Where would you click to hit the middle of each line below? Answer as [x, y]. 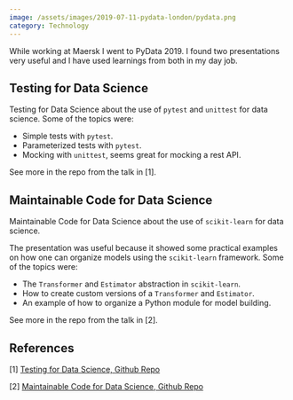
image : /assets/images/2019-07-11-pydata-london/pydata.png [123, 17]
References [42, 348]
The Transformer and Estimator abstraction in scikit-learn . [131, 284]
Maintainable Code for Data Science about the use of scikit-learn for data [146, 222]
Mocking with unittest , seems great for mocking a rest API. [131, 155]
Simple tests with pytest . [67, 136]
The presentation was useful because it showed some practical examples [143, 248]
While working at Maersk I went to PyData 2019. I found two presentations [144, 51]
